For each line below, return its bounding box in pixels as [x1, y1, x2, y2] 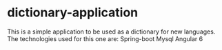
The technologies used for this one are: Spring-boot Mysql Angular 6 [7, 34, 203, 42]
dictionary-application [7, 5, 139, 21]
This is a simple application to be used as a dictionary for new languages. [7, 27, 216, 36]
